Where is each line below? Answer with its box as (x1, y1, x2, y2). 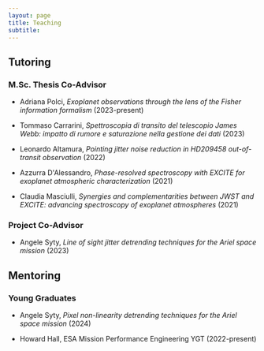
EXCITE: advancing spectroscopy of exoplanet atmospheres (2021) (19, 200, 239, 210)
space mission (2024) (19, 319, 91, 328)
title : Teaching (8, 19, 61, 27)
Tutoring (8, 55, 51, 69)
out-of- (228, 144, 252, 154)
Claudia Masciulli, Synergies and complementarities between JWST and (19, 192, 255, 201)
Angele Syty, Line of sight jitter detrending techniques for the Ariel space (19, 237, 257, 247)
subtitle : (8, 26, 41, 34)
